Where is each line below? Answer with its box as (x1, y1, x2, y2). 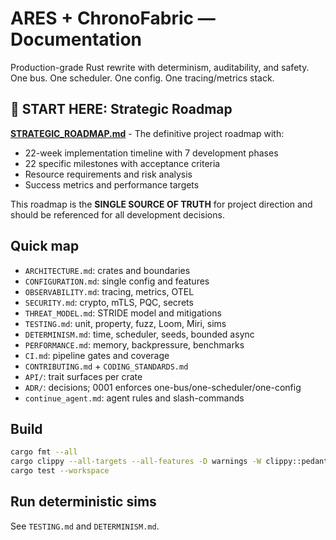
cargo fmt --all (10, 447, 78, 457)
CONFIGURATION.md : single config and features (24, 275, 210, 287)
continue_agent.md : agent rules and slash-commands (24, 392, 245, 404)
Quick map (10, 238, 80, 255)
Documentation (10, 28, 143, 51)
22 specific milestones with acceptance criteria (24, 157, 221, 169)
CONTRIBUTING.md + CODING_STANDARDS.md (24, 360, 189, 372)
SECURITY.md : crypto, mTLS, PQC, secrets (24, 296, 194, 308)
